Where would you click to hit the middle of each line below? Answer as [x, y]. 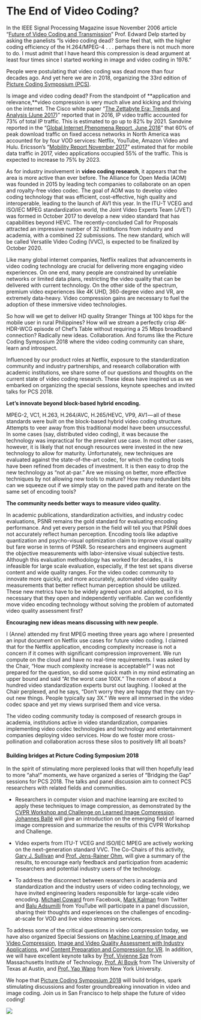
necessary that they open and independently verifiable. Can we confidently [99, 598]
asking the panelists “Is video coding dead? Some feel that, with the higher [99, 40]
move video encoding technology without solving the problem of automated [100, 604]
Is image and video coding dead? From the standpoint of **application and [98, 96]
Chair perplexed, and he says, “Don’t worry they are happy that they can [96, 691]
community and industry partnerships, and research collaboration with [93, 366]
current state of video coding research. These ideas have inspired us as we [100, 379]
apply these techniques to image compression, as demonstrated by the [103, 806]
